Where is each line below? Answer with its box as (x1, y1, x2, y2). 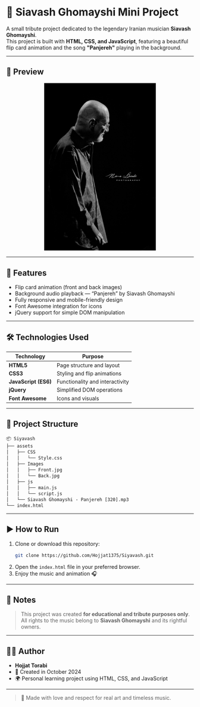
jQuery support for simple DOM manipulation (14, 309, 125, 316)
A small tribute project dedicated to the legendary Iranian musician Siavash (6, 25, 191, 32)
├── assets (6, 443, 33, 449)
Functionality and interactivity (56, 378, 129, 386)
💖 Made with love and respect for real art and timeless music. (20, 695, 171, 702)
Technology (15, 353, 46, 360)
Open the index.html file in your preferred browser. (14, 563, 141, 570)
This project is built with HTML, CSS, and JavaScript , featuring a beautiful (6, 37, 189, 45)
